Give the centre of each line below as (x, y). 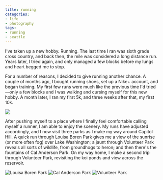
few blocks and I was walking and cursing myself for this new (85, 92)
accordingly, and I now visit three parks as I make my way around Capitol (79, 131)
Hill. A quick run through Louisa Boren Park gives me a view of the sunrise (80, 137)
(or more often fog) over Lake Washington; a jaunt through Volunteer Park (80, 142)
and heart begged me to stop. (35, 66)
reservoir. (15, 163)
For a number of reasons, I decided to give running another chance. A (76, 76)
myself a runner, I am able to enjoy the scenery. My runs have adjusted (77, 126)
